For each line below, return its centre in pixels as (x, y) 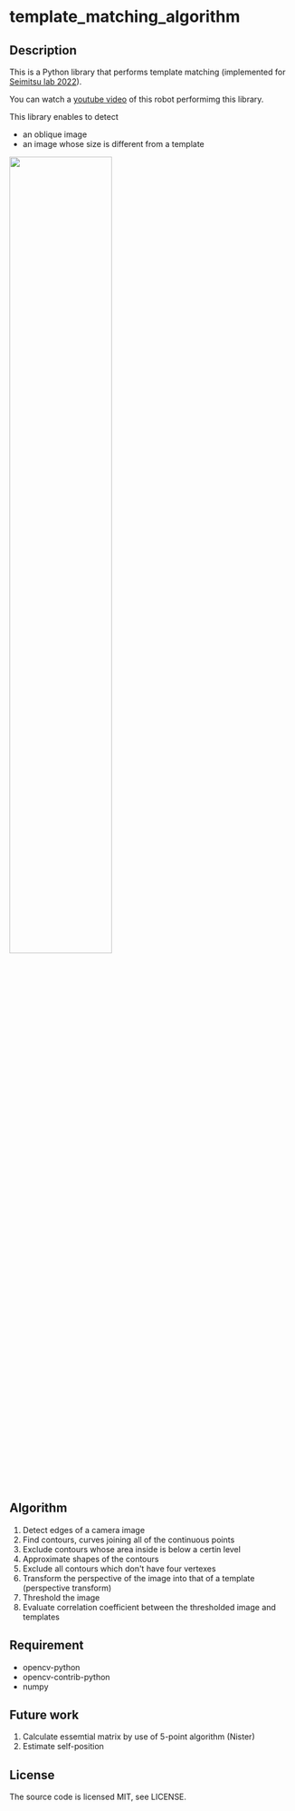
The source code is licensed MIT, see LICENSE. (98, 1797)
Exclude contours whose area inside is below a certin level (132, 1549)
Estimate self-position (63, 1747)
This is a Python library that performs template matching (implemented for (147, 72)
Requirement (47, 1645)
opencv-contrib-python (66, 1677)
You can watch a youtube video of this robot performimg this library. (137, 99)
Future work (44, 1715)
